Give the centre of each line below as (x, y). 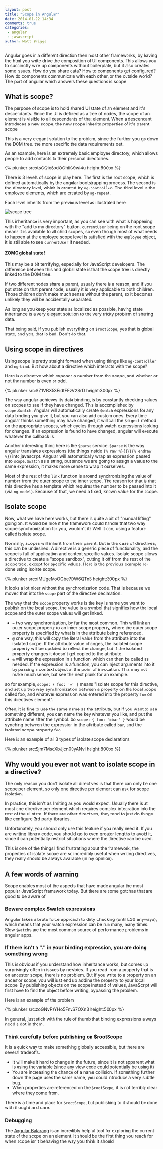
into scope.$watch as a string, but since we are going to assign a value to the (81, 461)
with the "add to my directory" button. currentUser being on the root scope (80, 226)
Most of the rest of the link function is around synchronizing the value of (78, 476)
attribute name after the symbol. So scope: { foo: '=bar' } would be (75, 720)
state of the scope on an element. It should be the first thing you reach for (79, 1136)
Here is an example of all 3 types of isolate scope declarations (67, 739)
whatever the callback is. (30, 436)
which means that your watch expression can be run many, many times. (77, 925)
